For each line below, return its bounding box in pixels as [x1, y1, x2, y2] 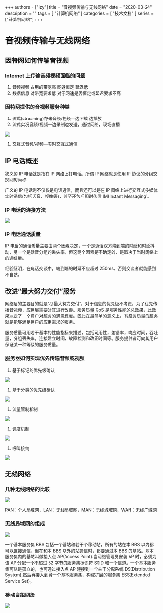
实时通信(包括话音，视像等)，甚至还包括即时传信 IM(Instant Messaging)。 [5, 193, 152, 199]
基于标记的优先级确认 [12, 367, 55, 373]
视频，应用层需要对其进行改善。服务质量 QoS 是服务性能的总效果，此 [13, 307, 152, 313]
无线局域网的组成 [5, 520, 45, 527]
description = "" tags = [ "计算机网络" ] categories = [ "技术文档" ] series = [5, 10, 154, 16]
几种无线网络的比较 [5, 486, 50, 493]
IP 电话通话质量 [5, 231, 41, 237]
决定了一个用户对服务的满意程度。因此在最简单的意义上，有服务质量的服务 [9, 313, 158, 319]
